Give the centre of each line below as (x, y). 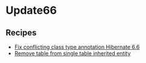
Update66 (31, 10)
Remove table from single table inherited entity (72, 53)
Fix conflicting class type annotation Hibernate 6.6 (77, 47)
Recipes (21, 33)
